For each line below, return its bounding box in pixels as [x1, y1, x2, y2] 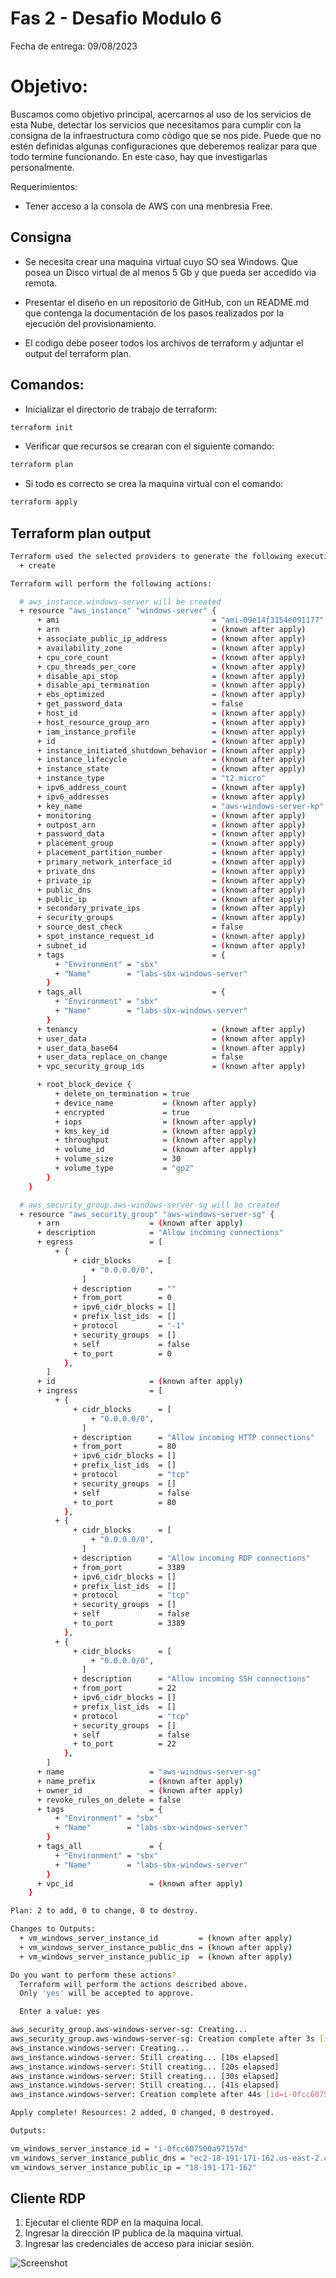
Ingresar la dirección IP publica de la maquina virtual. [24, 2227, 244, 2239]
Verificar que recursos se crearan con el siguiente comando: [24, 440, 275, 452]
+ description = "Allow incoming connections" [36, 1228, 284, 1238]
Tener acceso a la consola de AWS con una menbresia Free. [24, 200, 273, 212]
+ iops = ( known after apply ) [54, 1117, 257, 1127]
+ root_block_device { [36, 1080, 132, 1090]
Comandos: [10, 377, 85, 394]
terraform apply [10, 497, 78, 507]
